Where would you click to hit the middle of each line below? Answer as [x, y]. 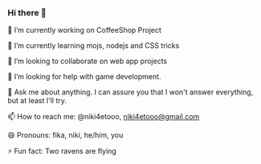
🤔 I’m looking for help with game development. [84, 77]
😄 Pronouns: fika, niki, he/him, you [65, 135]
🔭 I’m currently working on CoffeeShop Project [85, 30]
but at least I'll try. [37, 101]
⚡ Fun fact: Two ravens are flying [62, 151]
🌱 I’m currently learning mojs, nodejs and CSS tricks [94, 46]
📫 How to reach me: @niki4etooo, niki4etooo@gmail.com [104, 117]
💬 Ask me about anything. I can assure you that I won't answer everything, [130, 92]
